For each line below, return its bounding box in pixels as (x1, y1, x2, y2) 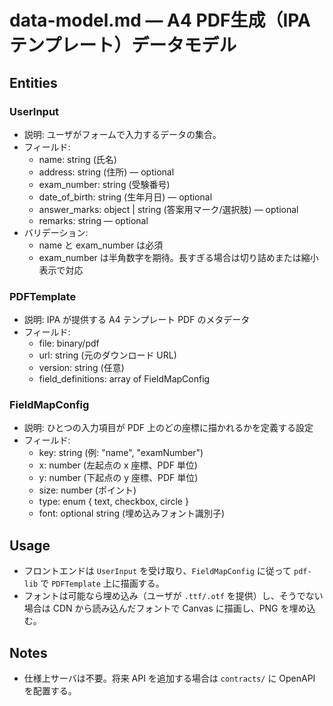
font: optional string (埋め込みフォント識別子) (38, 507, 226, 520)
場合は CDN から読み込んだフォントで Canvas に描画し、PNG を (23, 602, 290, 615)
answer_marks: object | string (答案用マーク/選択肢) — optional (38, 203, 299, 215)
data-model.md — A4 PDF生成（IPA (9, 9, 311, 32)
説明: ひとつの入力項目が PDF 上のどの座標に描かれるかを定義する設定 (23, 422, 314, 434)
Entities (9, 74, 58, 91)
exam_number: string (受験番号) (38, 178, 171, 190)
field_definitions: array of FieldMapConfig (38, 373, 211, 385)
